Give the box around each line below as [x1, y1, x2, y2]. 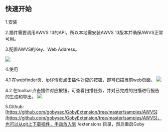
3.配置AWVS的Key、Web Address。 [5, 46, 80, 52]
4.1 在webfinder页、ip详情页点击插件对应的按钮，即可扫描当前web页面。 [5, 77, 155, 83]
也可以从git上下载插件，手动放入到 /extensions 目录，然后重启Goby [5, 121, 144, 127]
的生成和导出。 [5, 94, 36, 100]
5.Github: [5, 104, 24, 110]
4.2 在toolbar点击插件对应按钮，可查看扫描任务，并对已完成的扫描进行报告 [5, 87, 159, 93]
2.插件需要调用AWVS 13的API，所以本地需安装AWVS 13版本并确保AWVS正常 [5, 29, 163, 35]
